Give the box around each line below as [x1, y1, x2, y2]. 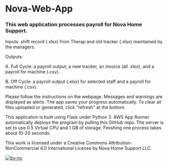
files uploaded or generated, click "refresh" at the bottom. [5, 104, 126, 111]
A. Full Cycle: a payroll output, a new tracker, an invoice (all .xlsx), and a [5, 63, 154, 69]
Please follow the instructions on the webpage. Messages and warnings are [5, 94, 163, 100]
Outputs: [5, 54, 24, 60]
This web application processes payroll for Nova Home [5, 21, 142, 28]
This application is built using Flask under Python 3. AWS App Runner [5, 114, 150, 120]
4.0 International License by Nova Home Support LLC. [40, 145, 152, 151]
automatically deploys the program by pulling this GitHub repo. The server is [5, 119, 164, 126]
